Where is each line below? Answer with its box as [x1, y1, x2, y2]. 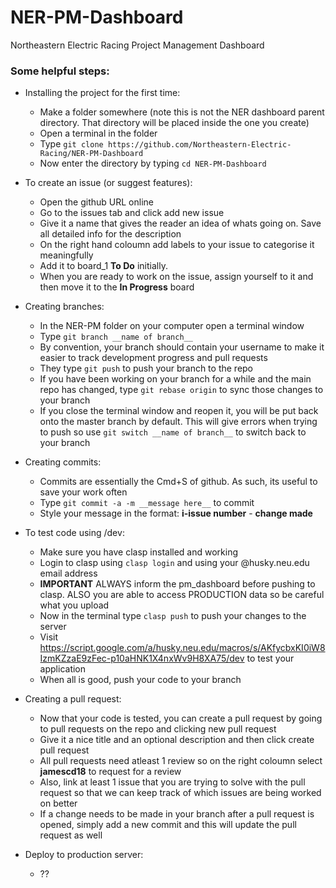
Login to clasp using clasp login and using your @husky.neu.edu [39, 557, 310, 569]
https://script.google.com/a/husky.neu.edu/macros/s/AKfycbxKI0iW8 [39, 642, 326, 654]
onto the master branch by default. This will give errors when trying [39, 416, 318, 428]
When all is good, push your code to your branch [39, 674, 242, 686]
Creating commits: [24, 456, 102, 468]
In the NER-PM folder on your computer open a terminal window [39, 320, 305, 332]
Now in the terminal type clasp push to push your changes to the [39, 610, 307, 622]
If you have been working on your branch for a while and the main [39, 373, 312, 385]
